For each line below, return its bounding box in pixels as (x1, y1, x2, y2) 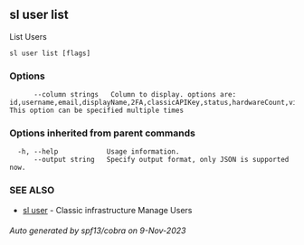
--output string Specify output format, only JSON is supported (33, 155, 290, 165)
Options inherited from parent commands (9, 127, 196, 139)
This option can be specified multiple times (9, 106, 184, 116)
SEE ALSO (9, 184, 55, 197)
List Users (9, 31, 47, 42)
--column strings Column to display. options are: (33, 90, 237, 99)
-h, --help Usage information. (17, 147, 180, 156)
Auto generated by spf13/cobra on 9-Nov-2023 (9, 225, 186, 236)
